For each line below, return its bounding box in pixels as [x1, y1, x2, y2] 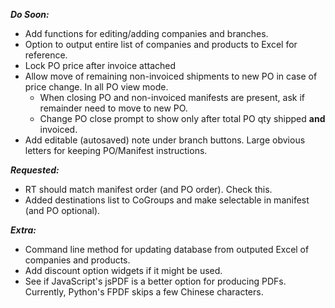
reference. [24, 49, 68, 61]
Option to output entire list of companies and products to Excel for [24, 39, 298, 50]
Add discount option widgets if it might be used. [24, 265, 223, 276]
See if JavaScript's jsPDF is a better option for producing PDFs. [24, 275, 287, 287]
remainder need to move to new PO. [39, 102, 188, 114]
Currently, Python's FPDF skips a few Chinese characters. [24, 286, 264, 298]
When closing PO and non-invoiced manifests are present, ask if [39, 92, 305, 103]
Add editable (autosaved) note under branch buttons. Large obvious [24, 134, 306, 146]
